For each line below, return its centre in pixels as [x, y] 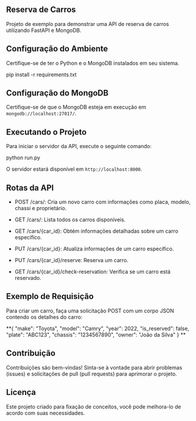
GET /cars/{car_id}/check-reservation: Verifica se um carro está [93, 272]
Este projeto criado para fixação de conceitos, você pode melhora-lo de [94, 406]
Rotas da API [30, 187]
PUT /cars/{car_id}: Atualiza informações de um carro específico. [94, 249]
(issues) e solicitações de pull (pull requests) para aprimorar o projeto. [92, 374]
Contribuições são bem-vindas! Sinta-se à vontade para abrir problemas [94, 367]
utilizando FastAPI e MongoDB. [44, 30]
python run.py [23, 158]
